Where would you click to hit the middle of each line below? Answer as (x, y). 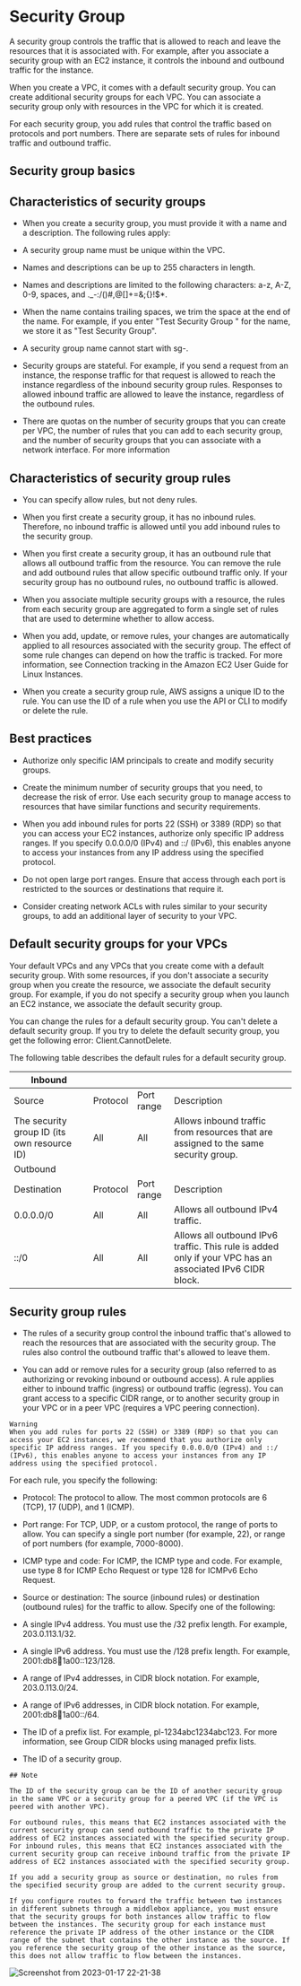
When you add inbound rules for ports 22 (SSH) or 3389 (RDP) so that (152, 824)
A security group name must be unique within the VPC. (124, 250)
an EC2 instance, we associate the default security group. (116, 1003)
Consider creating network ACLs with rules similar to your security (145, 906)
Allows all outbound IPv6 (226, 1235)
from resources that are (223, 1132)
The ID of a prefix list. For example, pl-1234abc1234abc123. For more (150, 1732)
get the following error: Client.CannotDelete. (90, 1040)
